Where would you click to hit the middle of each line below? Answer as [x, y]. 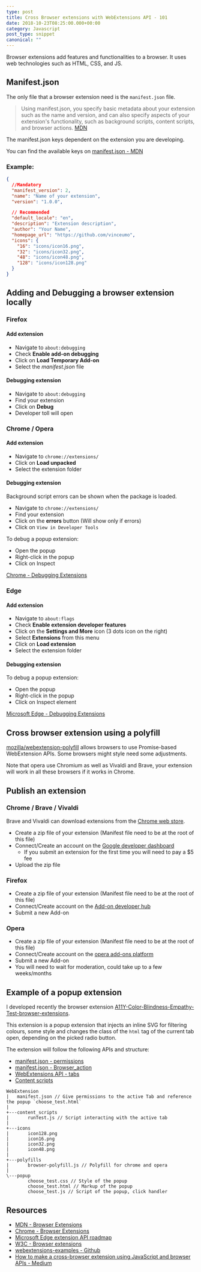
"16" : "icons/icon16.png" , [51, 246]
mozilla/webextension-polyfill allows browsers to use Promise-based [91, 748]
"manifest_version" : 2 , [41, 190]
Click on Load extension [45, 644]
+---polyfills [24, 1160]
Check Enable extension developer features [70, 625]
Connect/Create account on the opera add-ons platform [84, 954]
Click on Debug [34, 406]
